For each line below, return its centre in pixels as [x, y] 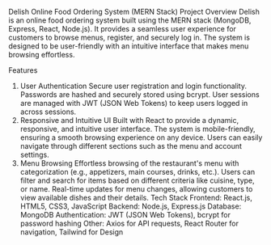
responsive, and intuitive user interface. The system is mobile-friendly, [138, 129]
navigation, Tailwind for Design [72, 232]
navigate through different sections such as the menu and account [131, 146]
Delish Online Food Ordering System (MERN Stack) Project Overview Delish [134, 12]
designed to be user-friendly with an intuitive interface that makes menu [129, 46]
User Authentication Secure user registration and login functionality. [133, 86]
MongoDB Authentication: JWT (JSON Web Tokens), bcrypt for [125, 215]
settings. [35, 154]
